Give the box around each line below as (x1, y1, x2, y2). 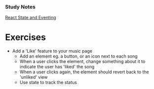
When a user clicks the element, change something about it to (19, 59, 146, 64)
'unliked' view (19, 74, 48, 80)
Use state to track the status (19, 80, 77, 86)
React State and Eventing (5, 15, 57, 21)
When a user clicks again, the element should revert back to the (19, 69, 149, 75)
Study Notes (5, 3, 36, 10)
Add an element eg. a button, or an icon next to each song (19, 53, 138, 59)
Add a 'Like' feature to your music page (12, 48, 92, 54)
